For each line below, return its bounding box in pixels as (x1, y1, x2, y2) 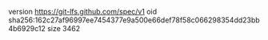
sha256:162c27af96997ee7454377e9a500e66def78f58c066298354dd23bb (8, 15, 260, 25)
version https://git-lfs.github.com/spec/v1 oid (8, 7, 158, 16)
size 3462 (46, 24, 81, 33)
